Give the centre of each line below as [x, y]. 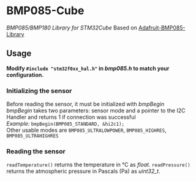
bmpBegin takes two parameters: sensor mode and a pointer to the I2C [96, 110]
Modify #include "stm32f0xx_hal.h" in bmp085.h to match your [88, 68]
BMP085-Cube [45, 11]
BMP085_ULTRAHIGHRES [33, 136]
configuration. [25, 75]
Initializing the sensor [39, 91]
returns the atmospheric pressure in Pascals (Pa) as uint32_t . [83, 171]
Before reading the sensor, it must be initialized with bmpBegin [85, 104]
